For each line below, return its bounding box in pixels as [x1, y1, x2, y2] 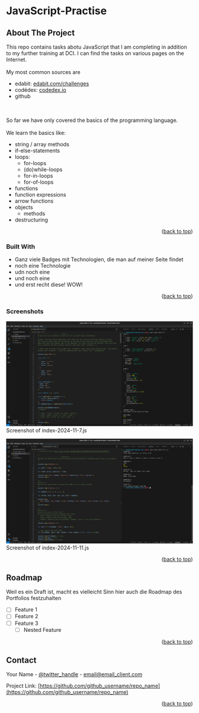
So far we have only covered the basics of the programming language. [6, 117, 178, 124]
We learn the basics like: [6, 129, 66, 136]
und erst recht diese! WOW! [14, 281, 83, 288]
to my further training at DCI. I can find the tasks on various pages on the [6, 50, 185, 57]
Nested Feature [23, 626, 62, 633]
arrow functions [14, 197, 54, 204]
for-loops [23, 160, 47, 166]
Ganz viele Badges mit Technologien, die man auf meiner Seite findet [14, 256, 184, 263]
